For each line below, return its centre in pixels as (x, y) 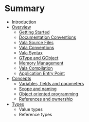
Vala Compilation (36, 68)
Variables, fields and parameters (51, 83)
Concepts (21, 78)
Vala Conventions (36, 47)
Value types (31, 109)
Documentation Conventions (47, 37)
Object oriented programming (49, 94)
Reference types (35, 114)
